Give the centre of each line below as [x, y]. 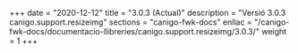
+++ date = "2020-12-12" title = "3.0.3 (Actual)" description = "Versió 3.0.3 [148, 13]
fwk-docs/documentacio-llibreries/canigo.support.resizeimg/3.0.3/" [135, 31]
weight [274, 31]
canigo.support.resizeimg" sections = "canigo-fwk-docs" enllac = [131, 22]
